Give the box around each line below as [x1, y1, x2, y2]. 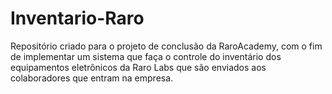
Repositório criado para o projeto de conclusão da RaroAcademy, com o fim [10, 40, 323, 52]
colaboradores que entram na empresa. [10, 72, 174, 84]
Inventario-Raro [10, 7, 145, 30]
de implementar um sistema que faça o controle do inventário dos [10, 50, 282, 62]
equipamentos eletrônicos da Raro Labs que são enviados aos [10, 61, 267, 73]
